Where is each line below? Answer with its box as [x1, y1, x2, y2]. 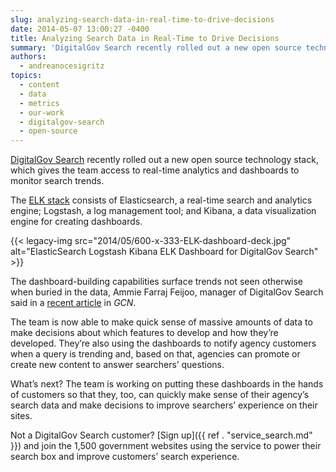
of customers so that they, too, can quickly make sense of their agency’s [10, 389, 310, 401]
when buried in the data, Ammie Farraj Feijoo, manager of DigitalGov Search [10, 286, 324, 298]
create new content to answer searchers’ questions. [10, 359, 225, 371]
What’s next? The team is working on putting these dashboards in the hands [10, 378, 324, 390]
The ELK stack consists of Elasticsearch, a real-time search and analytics [10, 194, 313, 206]
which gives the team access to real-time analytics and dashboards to [10, 164, 300, 176]
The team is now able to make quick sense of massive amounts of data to [10, 316, 313, 328]
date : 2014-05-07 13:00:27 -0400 [10, 24, 150, 34]
